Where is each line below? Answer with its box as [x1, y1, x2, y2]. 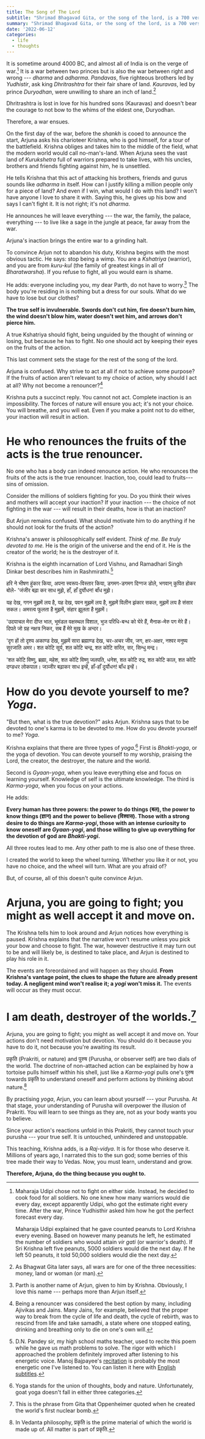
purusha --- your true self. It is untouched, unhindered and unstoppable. [6, 1133, 188, 1141]
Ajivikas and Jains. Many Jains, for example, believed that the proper [15, 1306, 189, 1314]
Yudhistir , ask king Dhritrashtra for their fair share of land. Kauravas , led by [6, 80, 195, 87]
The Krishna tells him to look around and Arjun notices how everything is [6, 929, 189, 936]
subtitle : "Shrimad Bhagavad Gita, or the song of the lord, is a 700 [6, 15, 190, 21]
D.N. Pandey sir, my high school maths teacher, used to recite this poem [15, 1337, 196, 1345]
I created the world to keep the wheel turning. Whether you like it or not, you [6, 856, 198, 863]
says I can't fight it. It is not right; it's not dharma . [6, 200, 131, 208]
